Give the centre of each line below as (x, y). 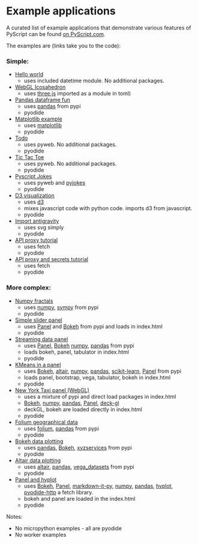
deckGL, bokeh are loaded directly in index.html (83, 409)
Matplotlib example (38, 119)
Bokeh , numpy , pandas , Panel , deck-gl (71, 403)
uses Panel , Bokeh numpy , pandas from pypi (79, 345)
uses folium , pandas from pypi (61, 428)
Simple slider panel (39, 320)
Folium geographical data (46, 422)
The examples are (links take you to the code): (64, 46)
